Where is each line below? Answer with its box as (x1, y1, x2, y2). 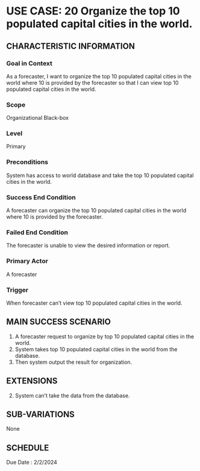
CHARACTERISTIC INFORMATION (6, 41, 136, 51)
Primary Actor (6, 257, 48, 266)
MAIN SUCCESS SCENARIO (6, 317, 111, 327)
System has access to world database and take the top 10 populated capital (6, 172, 194, 179)
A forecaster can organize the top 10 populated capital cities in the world (6, 207, 187, 214)
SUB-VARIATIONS (6, 409, 75, 419)
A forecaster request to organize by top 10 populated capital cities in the (14, 332, 195, 340)
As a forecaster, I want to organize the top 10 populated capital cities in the (6, 72, 192, 80)
